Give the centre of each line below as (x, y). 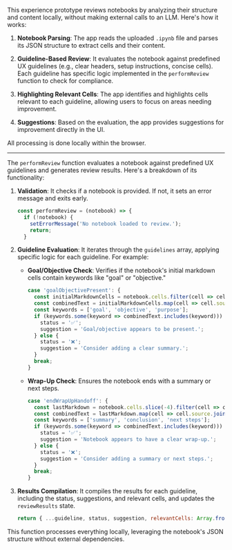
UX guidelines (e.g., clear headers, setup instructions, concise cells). (115, 66)
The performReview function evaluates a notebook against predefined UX (110, 163)
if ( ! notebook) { (49, 217)
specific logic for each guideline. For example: (83, 257)
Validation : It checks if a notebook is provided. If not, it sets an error (114, 191)
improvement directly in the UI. (61, 130)
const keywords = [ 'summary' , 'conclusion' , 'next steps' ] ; (122, 420)
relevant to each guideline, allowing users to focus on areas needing (114, 102)
